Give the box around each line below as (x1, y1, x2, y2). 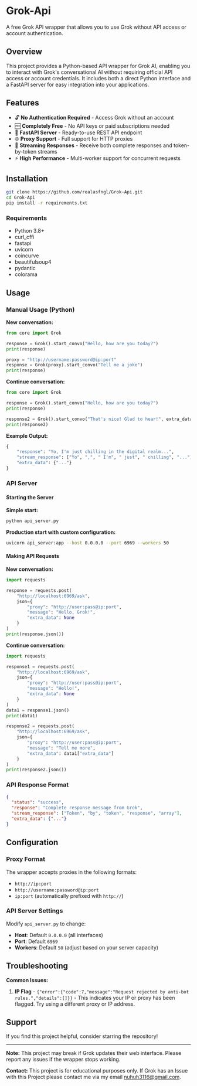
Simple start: (6, 507, 38, 514)
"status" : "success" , (11, 799, 64, 805)
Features (6, 98, 39, 108)
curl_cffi (14, 233, 35, 241)
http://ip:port (14, 881, 52, 887)
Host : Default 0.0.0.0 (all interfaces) (14, 931, 104, 938)
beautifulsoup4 (14, 258, 52, 265)
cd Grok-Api (6, 195, 35, 200)
